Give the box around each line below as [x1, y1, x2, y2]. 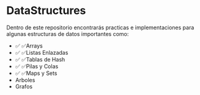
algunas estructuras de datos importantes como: [6, 30, 129, 37]
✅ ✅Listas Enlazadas [15, 49, 69, 56]
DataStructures [6, 4, 86, 18]
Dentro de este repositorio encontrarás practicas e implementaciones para [6, 24, 194, 31]
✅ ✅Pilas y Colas [15, 62, 59, 70]
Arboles [15, 76, 35, 83]
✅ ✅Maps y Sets [15, 69, 57, 77]
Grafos [15, 83, 32, 90]
